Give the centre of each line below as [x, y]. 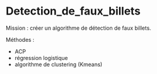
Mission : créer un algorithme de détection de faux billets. [78, 28]
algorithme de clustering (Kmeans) [58, 64]
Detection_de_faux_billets [73, 11]
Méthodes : [20, 39]
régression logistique [41, 58]
